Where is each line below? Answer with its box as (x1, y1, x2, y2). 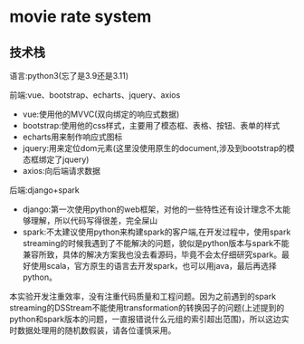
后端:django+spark (9, 185, 80, 196)
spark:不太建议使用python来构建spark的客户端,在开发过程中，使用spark (22, 226, 291, 237)
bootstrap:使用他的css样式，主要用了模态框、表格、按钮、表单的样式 (22, 120, 280, 130)
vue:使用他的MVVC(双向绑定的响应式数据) (22, 109, 180, 119)
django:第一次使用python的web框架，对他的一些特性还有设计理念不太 (22, 204, 283, 215)
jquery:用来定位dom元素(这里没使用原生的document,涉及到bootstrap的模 (22, 143, 295, 153)
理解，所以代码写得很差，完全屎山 (30, 215, 158, 225)
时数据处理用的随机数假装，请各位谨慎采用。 (9, 325, 176, 336)
